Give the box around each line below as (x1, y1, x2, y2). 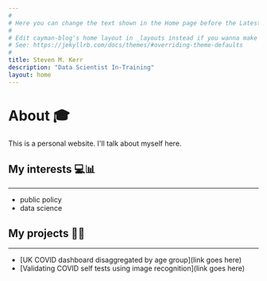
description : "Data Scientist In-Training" (8, 64, 155, 72)
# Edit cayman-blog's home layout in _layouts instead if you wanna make (8, 33, 258, 42)
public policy (19, 195, 62, 205)
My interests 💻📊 (8, 162, 96, 176)
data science (19, 204, 63, 213)
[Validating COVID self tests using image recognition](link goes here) (19, 263, 245, 273)
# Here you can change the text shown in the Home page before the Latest (8, 19, 261, 27)
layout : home (8, 71, 52, 79)
